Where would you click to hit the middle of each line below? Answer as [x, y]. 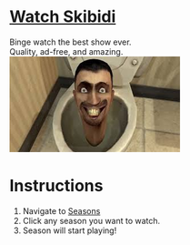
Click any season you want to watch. [91, 220]
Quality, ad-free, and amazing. [66, 51]
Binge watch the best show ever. [70, 42]
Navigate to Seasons [61, 210]
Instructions [56, 186]
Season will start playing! [70, 230]
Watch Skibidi [63, 17]
